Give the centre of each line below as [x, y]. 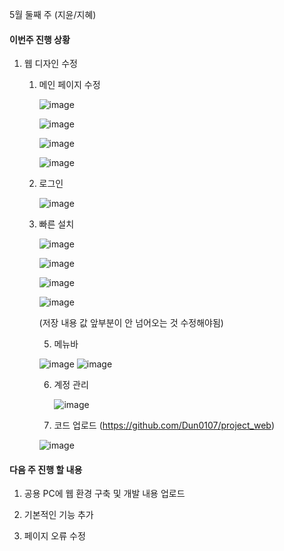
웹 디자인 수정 [50, 64]
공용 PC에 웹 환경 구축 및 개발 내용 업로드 [104, 494]
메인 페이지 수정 [69, 85]
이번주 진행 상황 [40, 39]
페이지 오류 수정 [54, 536]
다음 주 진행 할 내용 [46, 469]
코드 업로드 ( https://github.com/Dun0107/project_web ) [164, 425]
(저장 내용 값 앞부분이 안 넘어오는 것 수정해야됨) [131, 323]
